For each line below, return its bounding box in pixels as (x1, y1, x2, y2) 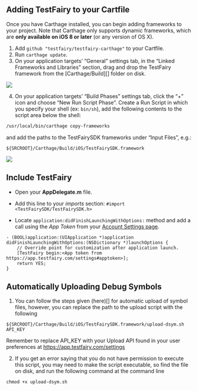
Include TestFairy (6, 172, 72, 183)
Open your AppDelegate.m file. (14, 188, 93, 195)
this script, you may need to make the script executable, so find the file (14, 361, 189, 368)
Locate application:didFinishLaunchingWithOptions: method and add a (14, 216, 191, 223)
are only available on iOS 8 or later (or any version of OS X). (6, 33, 154, 40)
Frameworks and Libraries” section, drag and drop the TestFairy (14, 64, 171, 71)
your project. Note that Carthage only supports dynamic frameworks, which (6, 27, 191, 34)
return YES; (17, 260, 46, 266)
